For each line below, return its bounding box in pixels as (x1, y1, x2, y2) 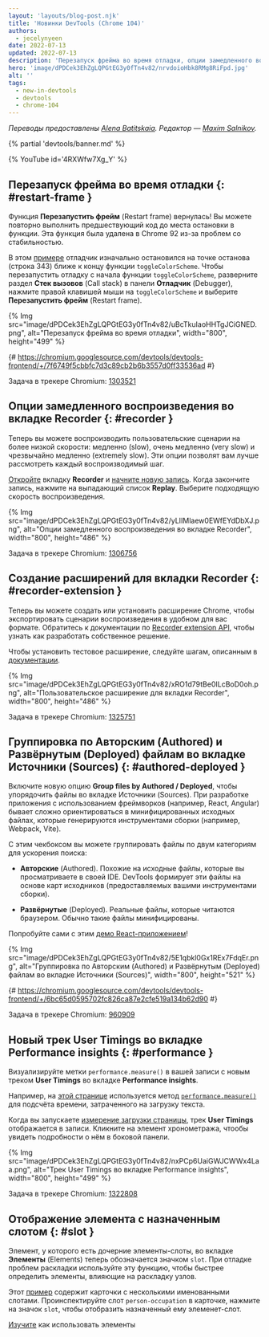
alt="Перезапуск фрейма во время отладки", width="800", (27, 328, 227, 337)
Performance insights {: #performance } (8, 1046, 214, 1059)
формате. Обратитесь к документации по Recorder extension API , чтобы (8, 622, 255, 632)
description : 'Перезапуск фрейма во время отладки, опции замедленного (8, 57, 252, 65)
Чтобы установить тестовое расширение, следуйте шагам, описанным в (8, 646, 258, 656)
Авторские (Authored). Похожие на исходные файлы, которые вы (19, 864, 245, 874)
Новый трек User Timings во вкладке (8, 1033, 203, 1046)
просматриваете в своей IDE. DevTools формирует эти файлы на (19, 872, 242, 882)
